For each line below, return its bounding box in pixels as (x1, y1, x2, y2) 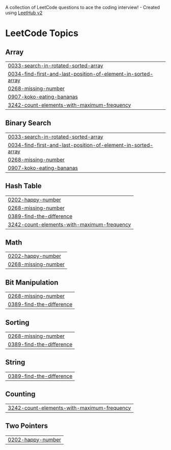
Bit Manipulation (5, 278, 59, 287)
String (5, 358, 25, 367)
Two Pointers (5, 422, 48, 430)
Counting (5, 390, 36, 399)
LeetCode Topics (5, 27, 79, 39)
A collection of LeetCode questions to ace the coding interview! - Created (5, 5, 160, 10)
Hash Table (5, 182, 42, 190)
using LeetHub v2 (5, 10, 43, 16)
